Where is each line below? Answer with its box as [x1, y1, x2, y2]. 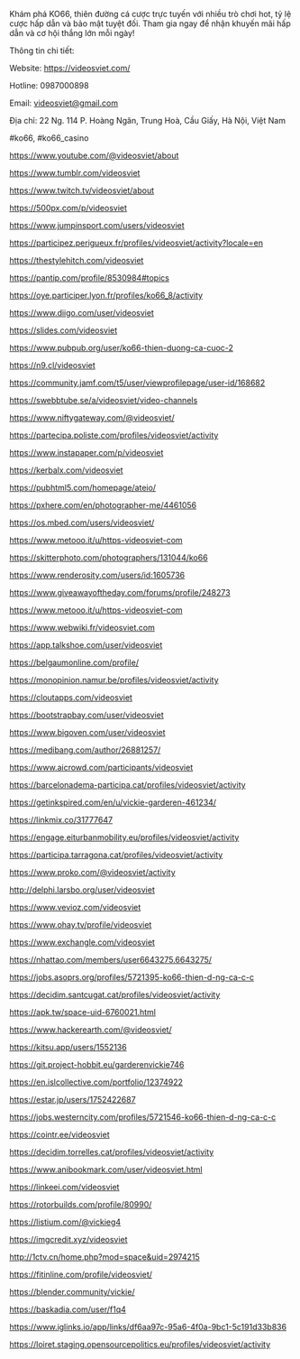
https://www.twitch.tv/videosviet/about [9, 185, 155, 196]
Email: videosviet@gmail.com [9, 97, 119, 108]
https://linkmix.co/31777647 [9, 815, 114, 825]
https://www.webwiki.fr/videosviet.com [9, 623, 156, 633]
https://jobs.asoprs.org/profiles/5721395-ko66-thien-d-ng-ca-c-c [9, 972, 255, 983]
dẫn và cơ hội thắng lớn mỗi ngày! [9, 28, 135, 38]
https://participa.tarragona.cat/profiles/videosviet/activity [9, 849, 223, 860]
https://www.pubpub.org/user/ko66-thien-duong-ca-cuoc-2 [9, 343, 234, 353]
